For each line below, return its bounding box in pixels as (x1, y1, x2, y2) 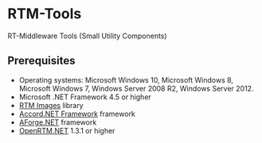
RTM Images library (18, 100, 84, 110)
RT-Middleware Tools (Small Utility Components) (7, 31, 168, 41)
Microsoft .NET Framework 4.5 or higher (18, 92, 152, 102)
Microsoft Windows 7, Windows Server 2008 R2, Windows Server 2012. (18, 83, 254, 93)
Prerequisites (7, 54, 76, 68)
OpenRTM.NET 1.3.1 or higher (18, 126, 115, 135)
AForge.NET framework (18, 117, 97, 127)
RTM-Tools (7, 5, 82, 23)
